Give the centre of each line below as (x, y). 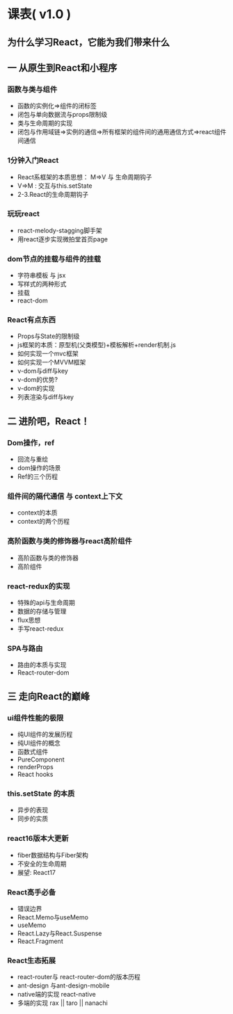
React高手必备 (32, 892)
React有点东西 (32, 320)
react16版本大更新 (38, 839)
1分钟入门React (33, 161)
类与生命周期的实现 (45, 123)
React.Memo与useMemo (53, 917)
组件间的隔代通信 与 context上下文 (65, 497)
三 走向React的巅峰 (49, 696)
